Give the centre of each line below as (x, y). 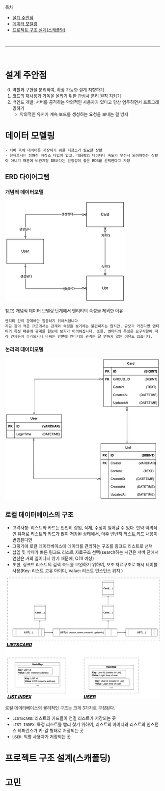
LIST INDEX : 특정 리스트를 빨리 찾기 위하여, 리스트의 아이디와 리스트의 (79, 724)
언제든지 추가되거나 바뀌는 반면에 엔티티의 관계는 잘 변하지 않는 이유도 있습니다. (82, 336)
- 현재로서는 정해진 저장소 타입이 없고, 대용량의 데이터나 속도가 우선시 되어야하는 (77, 155)
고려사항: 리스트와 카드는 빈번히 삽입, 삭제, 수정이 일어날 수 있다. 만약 (78, 527)
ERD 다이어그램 (27, 177)
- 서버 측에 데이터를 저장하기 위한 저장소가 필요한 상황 (54, 150)
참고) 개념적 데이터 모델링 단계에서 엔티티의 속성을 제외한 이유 (64, 310)
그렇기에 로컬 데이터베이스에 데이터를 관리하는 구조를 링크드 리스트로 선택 (82, 546)
